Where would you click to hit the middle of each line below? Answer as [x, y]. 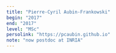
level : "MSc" [23, 29]
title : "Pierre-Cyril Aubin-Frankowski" [59, 12]
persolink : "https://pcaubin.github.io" [59, 35]
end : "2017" [21, 23]
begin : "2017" [24, 18]
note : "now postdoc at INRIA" [45, 40]
